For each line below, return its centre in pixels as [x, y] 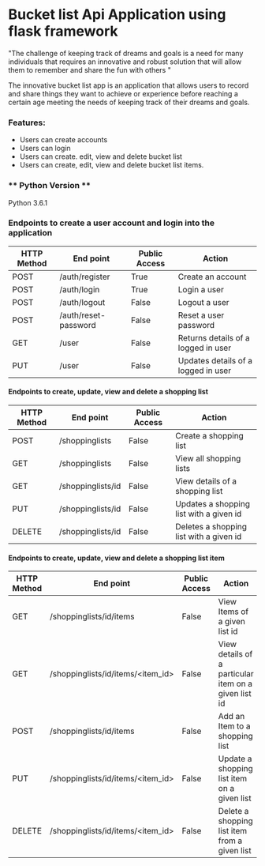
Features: [27, 122]
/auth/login [79, 289]
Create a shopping [210, 436]
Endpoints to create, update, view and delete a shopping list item [116, 558]
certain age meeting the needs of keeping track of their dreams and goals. [129, 102]
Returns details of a [214, 337]
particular [236, 674]
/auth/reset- [82, 315]
